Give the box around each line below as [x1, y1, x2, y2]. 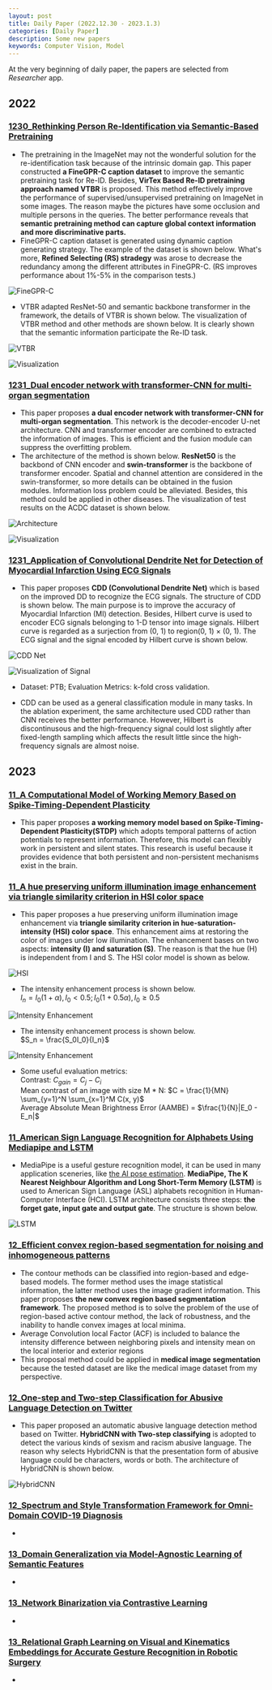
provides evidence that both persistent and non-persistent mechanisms [19, 852, 259, 862]
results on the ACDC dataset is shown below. [19, 503, 171, 512]
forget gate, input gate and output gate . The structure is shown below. [19, 1204, 258, 1213]
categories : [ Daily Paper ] [8, 27, 100, 35]
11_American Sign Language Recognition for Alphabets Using [8, 1131, 253, 1143]
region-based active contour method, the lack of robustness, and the [19, 1311, 251, 1320]
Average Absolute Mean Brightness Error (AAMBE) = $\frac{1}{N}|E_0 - [19, 1102, 258, 1113]
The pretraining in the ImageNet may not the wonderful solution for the [19, 149, 257, 159]
